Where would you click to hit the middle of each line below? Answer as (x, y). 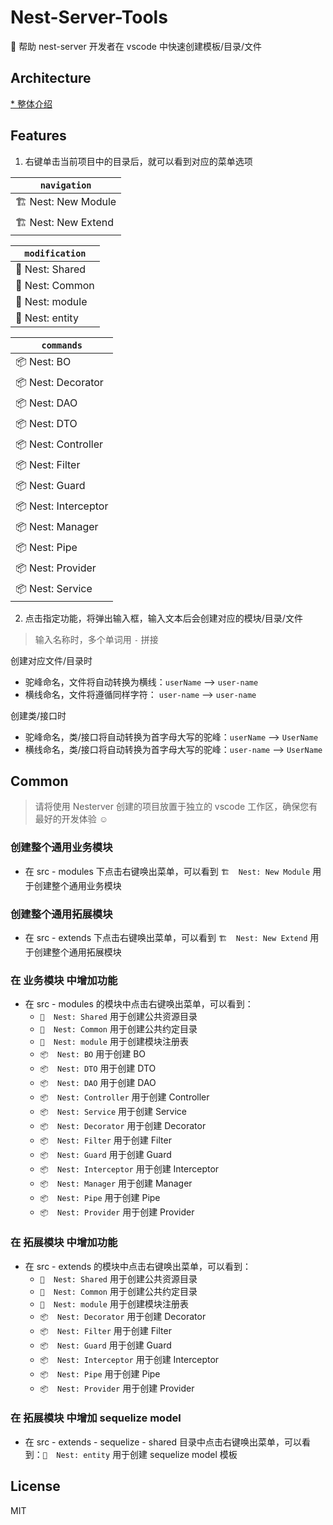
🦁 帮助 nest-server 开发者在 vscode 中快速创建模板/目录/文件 (136, 46)
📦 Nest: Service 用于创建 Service (113, 1112)
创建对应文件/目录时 (51, 660)
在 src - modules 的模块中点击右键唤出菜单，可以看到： (139, 1004)
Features (38, 136)
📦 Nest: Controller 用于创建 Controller (124, 1097)
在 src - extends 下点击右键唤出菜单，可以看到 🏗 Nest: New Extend (166, 937)
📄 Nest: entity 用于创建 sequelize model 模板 (140, 1454)
